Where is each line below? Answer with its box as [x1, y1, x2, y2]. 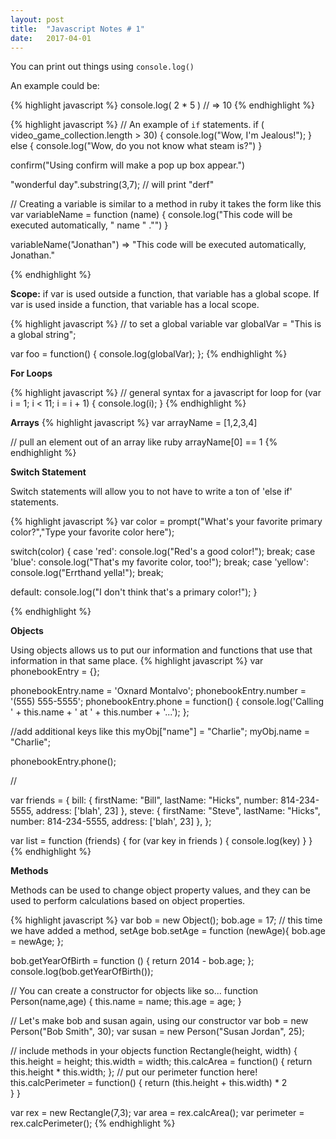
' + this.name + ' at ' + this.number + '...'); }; [10, 706, 190, 718]
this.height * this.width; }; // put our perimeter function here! [10, 1066, 258, 1078]
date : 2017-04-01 [10, 33, 92, 43]
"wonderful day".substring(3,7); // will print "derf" [10, 179, 215, 191]
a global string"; [10, 329, 77, 341]
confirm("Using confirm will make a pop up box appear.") [10, 159, 246, 171]
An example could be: [10, 80, 100, 92]
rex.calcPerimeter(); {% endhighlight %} [10, 1117, 176, 1130]
